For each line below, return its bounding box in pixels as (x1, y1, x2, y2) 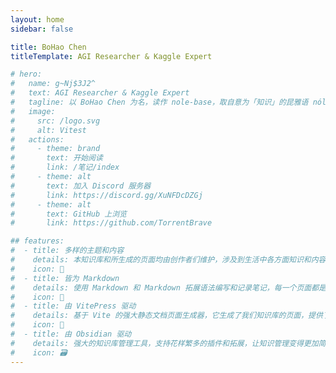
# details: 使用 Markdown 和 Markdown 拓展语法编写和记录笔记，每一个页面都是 (10, 282, 327, 293)
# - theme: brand (10, 144, 101, 154)
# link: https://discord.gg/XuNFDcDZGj (10, 190, 203, 200)
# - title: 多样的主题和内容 (10, 246, 125, 256)
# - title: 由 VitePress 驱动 (10, 301, 137, 311)
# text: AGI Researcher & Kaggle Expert (10, 88, 190, 98)
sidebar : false (10, 24, 74, 34)
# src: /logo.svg (10, 116, 101, 126)
